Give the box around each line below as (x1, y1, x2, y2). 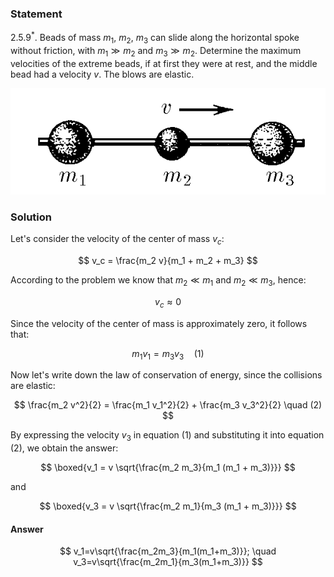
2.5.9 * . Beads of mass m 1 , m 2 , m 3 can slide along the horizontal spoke (10, 30, 300, 46)
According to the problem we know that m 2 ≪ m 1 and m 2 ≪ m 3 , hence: (10, 273, 307, 288)
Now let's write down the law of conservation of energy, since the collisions (10, 369, 323, 381)
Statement (10, 7, 63, 21)
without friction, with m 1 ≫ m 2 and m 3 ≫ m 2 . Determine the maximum (10, 44, 302, 59)
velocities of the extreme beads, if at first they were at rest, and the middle (10, 57, 318, 69)
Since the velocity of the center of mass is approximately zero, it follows (10, 317, 308, 329)
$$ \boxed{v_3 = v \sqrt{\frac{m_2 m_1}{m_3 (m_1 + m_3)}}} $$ (39, 500, 297, 512)
